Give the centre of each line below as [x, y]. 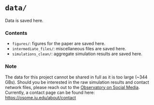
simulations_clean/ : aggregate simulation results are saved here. [77, 54]
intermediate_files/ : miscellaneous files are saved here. [69, 49]
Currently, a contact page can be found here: [50, 92]
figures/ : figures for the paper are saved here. [59, 44]
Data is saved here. [24, 20]
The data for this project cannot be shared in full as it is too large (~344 [76, 77]
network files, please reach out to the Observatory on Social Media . [72, 87]
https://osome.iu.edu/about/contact [40, 97]
